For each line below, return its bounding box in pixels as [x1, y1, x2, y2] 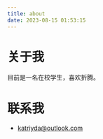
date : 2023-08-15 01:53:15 [7, 17, 86, 24]
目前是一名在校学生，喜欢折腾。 [7, 73, 99, 82]
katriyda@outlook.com [17, 124, 83, 133]
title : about [7, 10, 46, 17]
